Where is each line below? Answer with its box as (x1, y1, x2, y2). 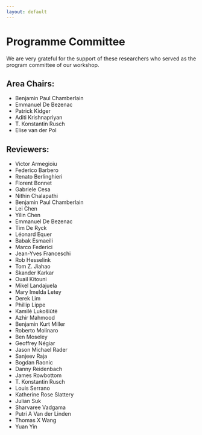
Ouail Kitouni (14, 276, 47, 283)
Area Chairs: (6, 78, 55, 89)
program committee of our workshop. (6, 61, 99, 68)
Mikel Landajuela (14, 282, 57, 290)
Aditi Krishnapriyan (14, 114, 63, 121)
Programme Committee (6, 34, 125, 48)
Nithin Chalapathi (14, 192, 58, 200)
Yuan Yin (14, 423, 37, 430)
